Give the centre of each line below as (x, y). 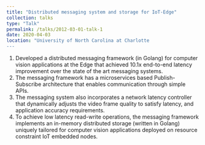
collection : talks (30, 18)
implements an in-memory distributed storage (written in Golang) (97, 123)
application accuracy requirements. (60, 110)
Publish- (165, 78)
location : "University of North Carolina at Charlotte (78, 41)
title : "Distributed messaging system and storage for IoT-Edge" (91, 12)
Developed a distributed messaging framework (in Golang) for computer (106, 58)
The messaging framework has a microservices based (84, 78)
